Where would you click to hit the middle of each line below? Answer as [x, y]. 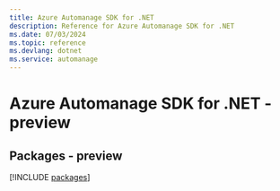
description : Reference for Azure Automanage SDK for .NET [122, 26]
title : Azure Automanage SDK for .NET [82, 17]
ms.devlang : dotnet [46, 51]
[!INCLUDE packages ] [50, 177]
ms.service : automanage [54, 59]
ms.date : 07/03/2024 [48, 34]
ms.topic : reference [48, 43]
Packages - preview [66, 156]
